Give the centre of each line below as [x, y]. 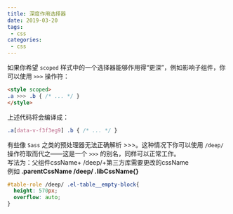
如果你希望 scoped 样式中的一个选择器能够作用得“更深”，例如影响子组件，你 [116, 67]
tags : [15, 27]
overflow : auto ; [37, 198]
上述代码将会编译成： [38, 117]
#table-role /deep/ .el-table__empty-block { [73, 184]
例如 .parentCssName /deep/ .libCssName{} [73, 171]
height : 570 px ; [36, 191]
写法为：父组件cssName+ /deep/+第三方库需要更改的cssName [98, 162]
